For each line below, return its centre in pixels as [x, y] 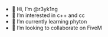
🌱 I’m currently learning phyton [49, 21]
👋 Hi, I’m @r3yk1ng [35, 9]
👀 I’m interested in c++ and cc [48, 15]
